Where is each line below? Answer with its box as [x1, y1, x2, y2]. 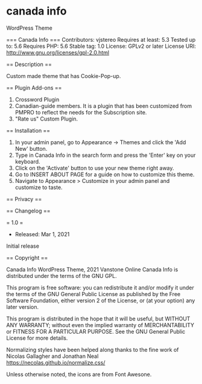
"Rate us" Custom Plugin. [14, 115, 78, 122]
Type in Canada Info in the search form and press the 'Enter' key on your [14, 151, 196, 159]
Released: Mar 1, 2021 [14, 230, 70, 237]
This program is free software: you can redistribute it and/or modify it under [6, 283, 194, 291]
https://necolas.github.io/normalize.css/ [6, 359, 106, 366]
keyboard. [14, 157, 40, 165]
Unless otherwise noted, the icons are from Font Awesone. [6, 371, 152, 378]
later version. [6, 303, 39, 310]
